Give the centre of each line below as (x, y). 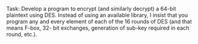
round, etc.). (22, 34)
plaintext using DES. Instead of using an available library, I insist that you (97, 15)
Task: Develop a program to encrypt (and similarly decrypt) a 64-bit (91, 9)
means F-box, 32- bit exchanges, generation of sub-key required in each (98, 28)
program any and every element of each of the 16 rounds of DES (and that (99, 21)
